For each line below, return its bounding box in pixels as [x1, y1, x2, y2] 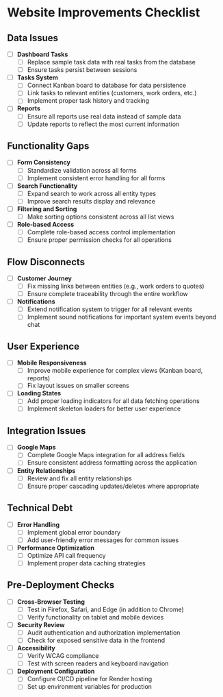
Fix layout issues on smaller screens [27, 382, 130, 390]
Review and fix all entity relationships [27, 474, 132, 482]
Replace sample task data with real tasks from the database [27, 58, 196, 66]
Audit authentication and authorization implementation [27, 628, 181, 637]
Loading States [16, 389, 62, 398]
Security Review [16, 620, 65, 628]
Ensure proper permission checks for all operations [27, 236, 172, 244]
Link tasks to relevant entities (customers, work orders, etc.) [27, 89, 197, 97]
